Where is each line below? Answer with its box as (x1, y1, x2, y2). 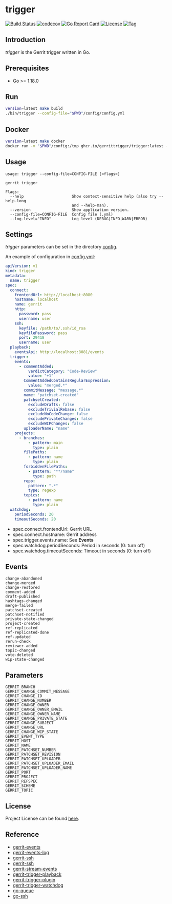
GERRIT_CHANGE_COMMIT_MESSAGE (5, 689, 70, 694)
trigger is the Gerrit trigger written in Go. (5, 49, 91, 55)
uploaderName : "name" (24, 426, 70, 431)
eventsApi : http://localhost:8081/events (14, 350, 104, 355)
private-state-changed (5, 617, 54, 622)
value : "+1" (28, 373, 54, 378)
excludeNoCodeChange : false (28, 412, 88, 417)
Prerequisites (5, 64, 49, 73)
